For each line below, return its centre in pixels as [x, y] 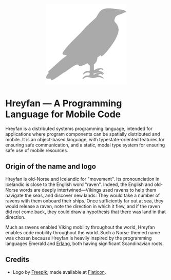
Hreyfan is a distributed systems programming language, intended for [79, 128]
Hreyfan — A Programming [64, 104]
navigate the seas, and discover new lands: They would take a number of [83, 195]
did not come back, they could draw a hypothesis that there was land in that [85, 212]
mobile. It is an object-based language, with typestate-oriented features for [85, 139]
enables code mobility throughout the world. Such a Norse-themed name [83, 232]
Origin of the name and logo [51, 167]
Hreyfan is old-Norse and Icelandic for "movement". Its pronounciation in [82, 179]
